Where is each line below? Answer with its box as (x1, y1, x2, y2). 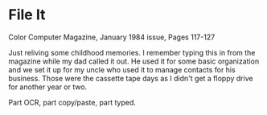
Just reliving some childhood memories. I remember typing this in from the (8, 47, 256, 57)
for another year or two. (8, 82, 88, 92)
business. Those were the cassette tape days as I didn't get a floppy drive (8, 73, 253, 83)
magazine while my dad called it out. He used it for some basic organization (8, 56, 260, 66)
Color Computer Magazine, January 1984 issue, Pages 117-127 (8, 32, 216, 42)
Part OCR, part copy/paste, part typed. (8, 97, 137, 107)
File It (8, 6, 46, 24)
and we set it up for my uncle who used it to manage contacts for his (8, 64, 236, 74)
